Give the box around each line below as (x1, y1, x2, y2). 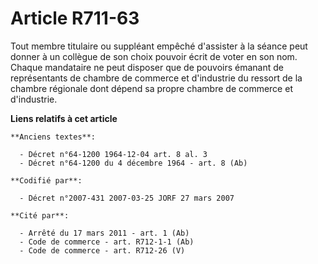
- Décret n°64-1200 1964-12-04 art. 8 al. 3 (19, 149, 208, 159)
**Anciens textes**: (10, 132, 97, 142)
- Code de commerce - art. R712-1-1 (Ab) (19, 237, 195, 247)
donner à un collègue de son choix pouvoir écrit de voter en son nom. (10, 50, 298, 62)
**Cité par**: (10, 210, 70, 221)
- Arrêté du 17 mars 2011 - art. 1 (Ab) (19, 228, 190, 238)
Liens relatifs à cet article (10, 112, 118, 124)
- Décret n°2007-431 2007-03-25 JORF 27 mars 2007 (19, 193, 235, 203)
